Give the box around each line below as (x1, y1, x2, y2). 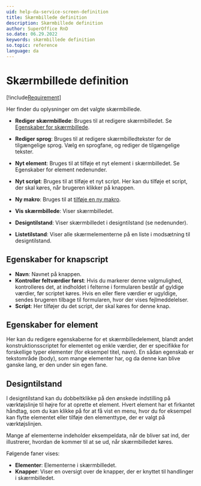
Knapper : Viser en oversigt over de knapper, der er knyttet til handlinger (14, 468, 194, 475)
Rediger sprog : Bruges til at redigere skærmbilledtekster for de (14, 135, 171, 142)
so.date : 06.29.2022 (6, 31, 58, 37)
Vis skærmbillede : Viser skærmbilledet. (14, 207, 114, 214)
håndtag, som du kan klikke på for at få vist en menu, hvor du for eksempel (6, 407, 192, 415)
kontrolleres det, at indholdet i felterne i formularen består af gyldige (14, 283, 184, 291)
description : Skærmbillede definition (6, 20, 103, 26)
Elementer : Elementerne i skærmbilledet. (14, 461, 117, 469)
